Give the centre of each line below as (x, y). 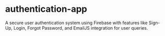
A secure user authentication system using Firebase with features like (77, 23)
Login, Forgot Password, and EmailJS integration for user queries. (81, 28)
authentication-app (46, 9)
